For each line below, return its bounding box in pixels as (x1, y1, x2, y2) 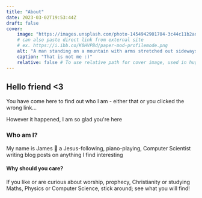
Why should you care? (6, 165, 64, 172)
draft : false (6, 20, 39, 26)
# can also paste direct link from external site (17, 37, 144, 43)
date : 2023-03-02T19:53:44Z (6, 14, 77, 21)
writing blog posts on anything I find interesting (6, 151, 123, 158)
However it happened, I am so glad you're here (6, 116, 123, 123)
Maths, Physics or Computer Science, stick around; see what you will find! (6, 185, 191, 192)
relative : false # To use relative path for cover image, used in (17, 59, 187, 65)
